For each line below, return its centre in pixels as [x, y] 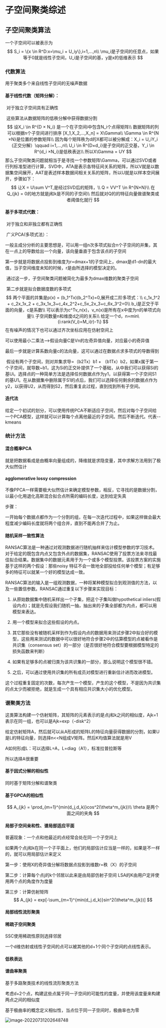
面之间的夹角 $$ [83, 813]
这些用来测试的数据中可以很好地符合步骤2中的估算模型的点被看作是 [89, 639]
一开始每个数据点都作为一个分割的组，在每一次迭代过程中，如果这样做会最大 [83, 517]
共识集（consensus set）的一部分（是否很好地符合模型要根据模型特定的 [85, 645]
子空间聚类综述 [36, 10]
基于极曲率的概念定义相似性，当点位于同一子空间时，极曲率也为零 [72, 1010]
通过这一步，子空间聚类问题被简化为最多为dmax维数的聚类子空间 [73, 278]
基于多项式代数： [22, 212]
